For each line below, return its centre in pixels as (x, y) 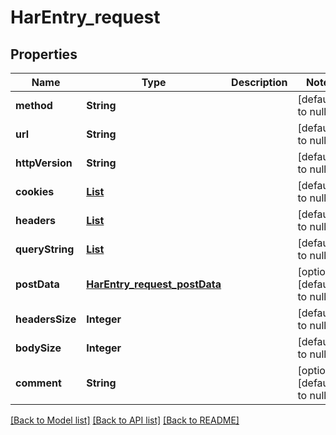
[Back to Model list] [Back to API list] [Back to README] (125, 420)
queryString (45, 249)
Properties (44, 54)
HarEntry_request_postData (154, 284)
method (34, 105)
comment (38, 383)
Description (259, 82)
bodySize (38, 348)
